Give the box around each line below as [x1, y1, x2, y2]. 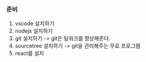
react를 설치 [14, 49, 44, 57]
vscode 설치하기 [14, 20, 55, 27]
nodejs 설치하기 [14, 27, 53, 35]
